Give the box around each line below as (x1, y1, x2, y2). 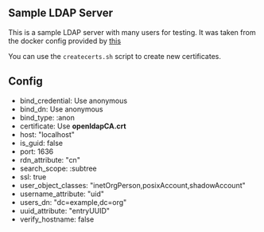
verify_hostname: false (19, 214, 95, 224)
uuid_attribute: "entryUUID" (19, 206, 110, 215)
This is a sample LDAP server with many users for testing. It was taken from (8, 27, 256, 37)
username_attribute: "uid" (19, 189, 105, 199)
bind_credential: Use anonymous (19, 96, 128, 105)
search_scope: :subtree (19, 163, 97, 173)
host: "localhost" (19, 129, 76, 139)
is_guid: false (19, 138, 64, 147)
